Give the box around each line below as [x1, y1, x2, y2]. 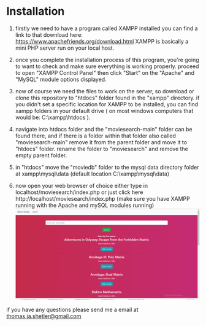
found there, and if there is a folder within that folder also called [15, 132, 177, 139]
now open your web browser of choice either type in [15, 182, 148, 189]
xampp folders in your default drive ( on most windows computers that [15, 107, 194, 114]
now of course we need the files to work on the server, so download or [15, 87, 194, 95]
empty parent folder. [15, 152, 67, 159]
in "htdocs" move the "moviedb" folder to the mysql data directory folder [15, 163, 199, 171]
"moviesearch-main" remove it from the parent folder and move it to [15, 138, 188, 146]
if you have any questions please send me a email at [6, 306, 139, 314]
